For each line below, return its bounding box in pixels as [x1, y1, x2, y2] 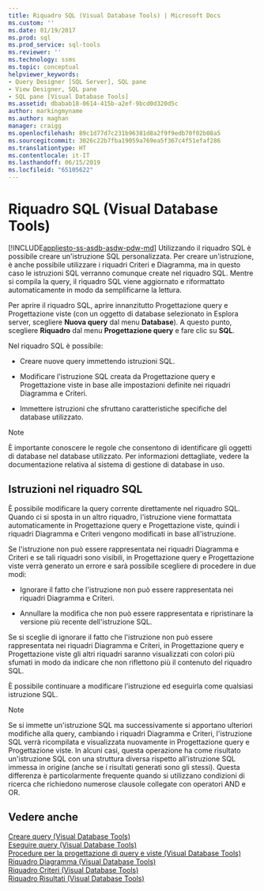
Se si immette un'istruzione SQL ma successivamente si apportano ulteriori [8, 720, 253, 730]
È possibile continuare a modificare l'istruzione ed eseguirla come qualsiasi [8, 681, 254, 691]
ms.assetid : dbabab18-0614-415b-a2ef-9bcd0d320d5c [8, 100, 179, 108]
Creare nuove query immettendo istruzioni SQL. [19, 356, 175, 366]
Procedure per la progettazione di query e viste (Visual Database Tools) [8, 848, 242, 858]
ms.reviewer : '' [8, 48, 62, 56]
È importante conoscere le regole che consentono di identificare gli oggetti [8, 442, 252, 452]
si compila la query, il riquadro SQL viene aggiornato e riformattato [8, 276, 225, 286]
